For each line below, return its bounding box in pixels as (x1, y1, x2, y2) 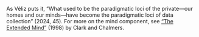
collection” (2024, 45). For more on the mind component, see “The (6, 18, 173, 24)
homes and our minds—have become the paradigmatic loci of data (6, 11, 173, 18)
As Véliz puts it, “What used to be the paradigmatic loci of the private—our (6, 5, 193, 12)
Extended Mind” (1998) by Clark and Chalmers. (6, 24, 125, 31)
